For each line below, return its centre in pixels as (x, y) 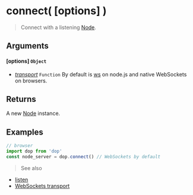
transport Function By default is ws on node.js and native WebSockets (101, 74)
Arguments (28, 46)
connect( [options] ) (56, 11)
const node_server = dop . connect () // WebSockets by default (83, 156)
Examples (25, 132)
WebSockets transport (42, 186)
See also (31, 168)
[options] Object (26, 61)
